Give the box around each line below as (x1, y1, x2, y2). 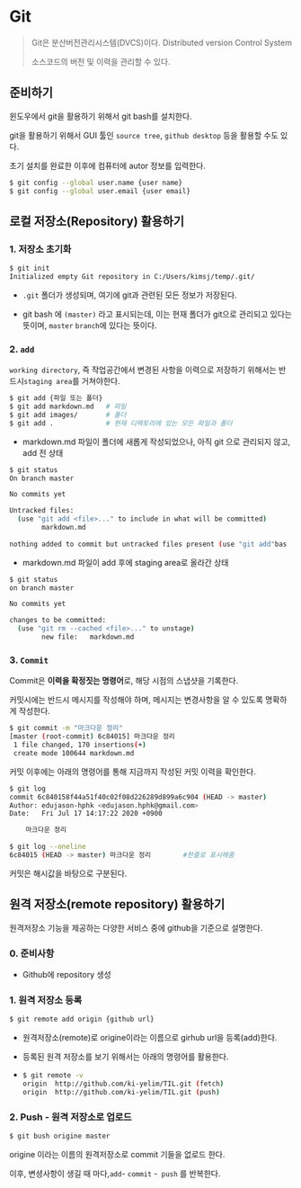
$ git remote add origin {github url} (9, 1014, 155, 1024)
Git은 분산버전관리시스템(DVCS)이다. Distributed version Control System (31, 37, 292, 48)
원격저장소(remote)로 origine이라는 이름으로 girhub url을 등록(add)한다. (22, 1032, 278, 1043)
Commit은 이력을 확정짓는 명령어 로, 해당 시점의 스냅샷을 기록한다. (9, 675, 239, 686)
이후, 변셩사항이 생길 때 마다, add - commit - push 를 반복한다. (9, 1167, 221, 1179)
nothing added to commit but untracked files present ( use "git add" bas (9, 540, 288, 549)
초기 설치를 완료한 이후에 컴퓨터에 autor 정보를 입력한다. (9, 160, 207, 171)
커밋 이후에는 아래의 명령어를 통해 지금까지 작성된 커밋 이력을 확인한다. (9, 766, 256, 777)
